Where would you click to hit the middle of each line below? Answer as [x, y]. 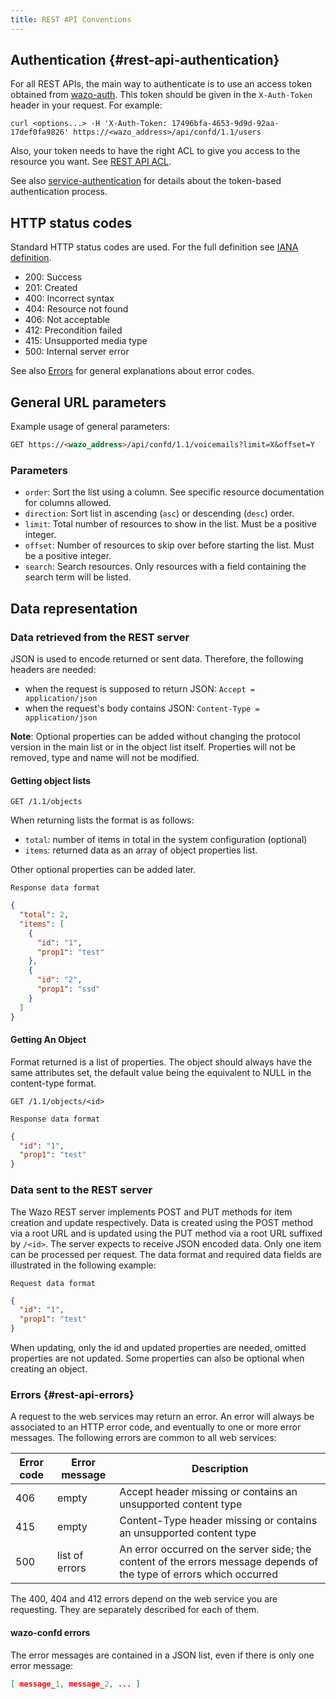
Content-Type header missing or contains [218, 1521]
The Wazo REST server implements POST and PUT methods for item [151, 1212]
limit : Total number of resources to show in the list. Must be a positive [170, 524]
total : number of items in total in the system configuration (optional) [166, 840]
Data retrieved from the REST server [100, 637]
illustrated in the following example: [83, 1265]
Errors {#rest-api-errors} [72, 1394]
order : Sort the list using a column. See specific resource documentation [174, 492]
